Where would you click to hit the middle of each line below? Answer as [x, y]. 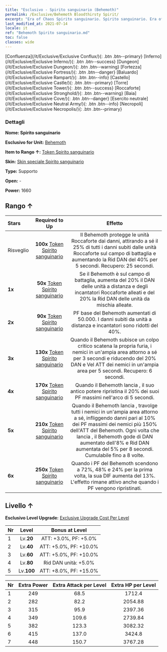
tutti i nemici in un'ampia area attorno [115, 411]
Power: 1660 [18, 191]
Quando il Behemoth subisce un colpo [115, 339]
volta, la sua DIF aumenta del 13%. [115, 476]
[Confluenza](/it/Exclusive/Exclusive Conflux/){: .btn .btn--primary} [74, 56]
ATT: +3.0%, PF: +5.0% [69, 538]
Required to [49, 220]
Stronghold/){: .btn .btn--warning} [88, 93]
